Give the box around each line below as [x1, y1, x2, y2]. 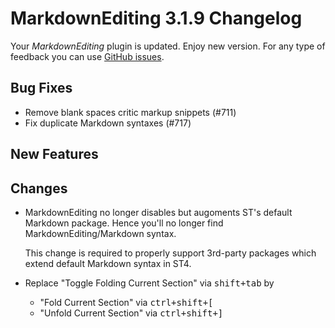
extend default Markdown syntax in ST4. [24, 257, 192, 269]
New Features [10, 146, 99, 163]
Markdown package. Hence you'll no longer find [24, 217, 224, 229]
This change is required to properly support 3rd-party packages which [24, 247, 317, 259]
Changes [10, 180, 68, 197]
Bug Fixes [10, 80, 73, 97]
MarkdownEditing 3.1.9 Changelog [10, 7, 303, 30]
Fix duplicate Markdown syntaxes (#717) [24, 117, 192, 129]
